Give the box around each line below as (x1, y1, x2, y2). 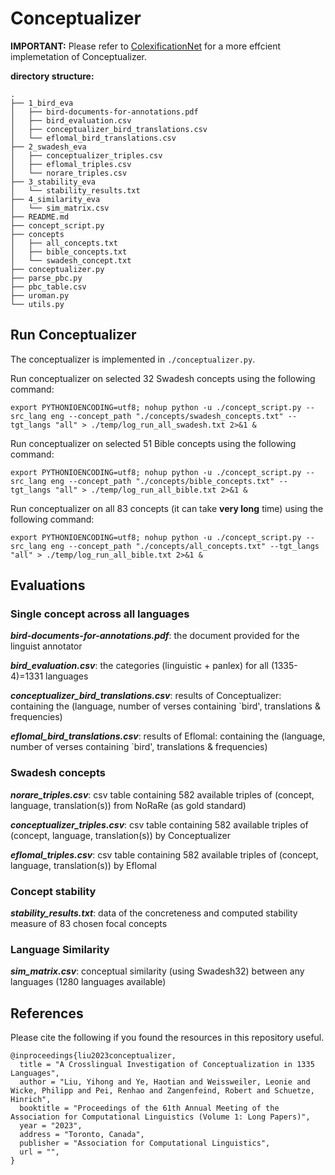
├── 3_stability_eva (10, 177, 97, 187)
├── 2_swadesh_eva (10, 142, 87, 152)
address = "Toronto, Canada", (19, 1130, 145, 1140)
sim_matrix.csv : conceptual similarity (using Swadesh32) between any (10, 965, 305, 977)
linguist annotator (10, 640, 83, 652)
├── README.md (10, 212, 70, 222)
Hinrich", (10, 1095, 52, 1105)
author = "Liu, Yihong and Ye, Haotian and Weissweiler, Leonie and (19, 1077, 311, 1087)
